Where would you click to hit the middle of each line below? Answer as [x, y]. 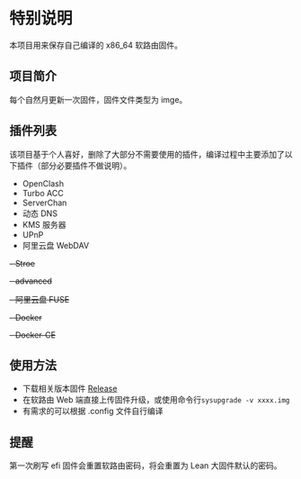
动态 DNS [40, 213]
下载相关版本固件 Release [70, 389]
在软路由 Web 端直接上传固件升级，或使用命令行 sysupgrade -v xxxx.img [156, 400]
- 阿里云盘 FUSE [40, 299]
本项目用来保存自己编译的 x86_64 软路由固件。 [96, 45]
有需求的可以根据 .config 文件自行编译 [93, 411]
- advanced [31, 281]
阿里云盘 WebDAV [56, 245]
